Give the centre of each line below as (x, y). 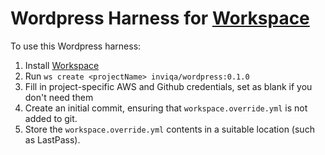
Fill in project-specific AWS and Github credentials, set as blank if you (168, 86)
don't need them (59, 97)
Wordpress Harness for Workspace (160, 18)
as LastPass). (52, 139)
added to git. (51, 118)
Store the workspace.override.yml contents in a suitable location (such (169, 129)
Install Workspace (62, 65)
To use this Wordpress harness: (76, 46)
